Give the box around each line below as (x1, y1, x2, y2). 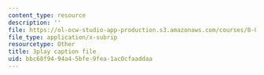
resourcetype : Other (8, 41, 76, 48)
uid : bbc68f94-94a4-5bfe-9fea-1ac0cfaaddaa (8, 55, 153, 63)
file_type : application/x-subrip (8, 33, 118, 41)
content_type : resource (8, 11, 86, 20)
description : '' (8, 19, 61, 27)
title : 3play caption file (8, 48, 97, 55)
